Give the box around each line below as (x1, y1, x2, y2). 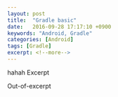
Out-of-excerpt (7, 82, 51, 90)
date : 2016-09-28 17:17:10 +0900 (7, 23, 112, 30)
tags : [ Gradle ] (7, 43, 52, 50)
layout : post (7, 10, 46, 17)
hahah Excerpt (7, 68, 50, 77)
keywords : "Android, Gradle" (7, 29, 93, 37)
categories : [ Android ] (7, 36, 74, 43)
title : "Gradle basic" (7, 17, 77, 24)
